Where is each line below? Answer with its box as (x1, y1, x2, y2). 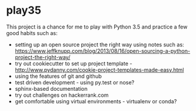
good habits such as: (6, 29, 58, 36)
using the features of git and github (14, 72, 102, 80)
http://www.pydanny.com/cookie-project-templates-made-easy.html (14, 66, 184, 73)
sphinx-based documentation (14, 85, 88, 92)
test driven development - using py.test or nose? (14, 78, 134, 86)
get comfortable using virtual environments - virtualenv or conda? (14, 97, 177, 104)
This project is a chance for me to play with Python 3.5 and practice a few (6, 23, 188, 30)
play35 (6, 4, 42, 17)
